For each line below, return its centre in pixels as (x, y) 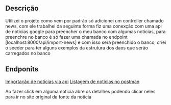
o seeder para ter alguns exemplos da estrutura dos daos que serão (77, 47)
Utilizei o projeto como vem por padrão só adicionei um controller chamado (85, 20)
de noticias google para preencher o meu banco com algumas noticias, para (86, 31)
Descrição (22, 8)
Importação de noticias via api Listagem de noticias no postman (72, 82)
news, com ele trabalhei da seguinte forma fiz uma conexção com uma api (83, 26)
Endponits (22, 69)
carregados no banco (28, 53)
